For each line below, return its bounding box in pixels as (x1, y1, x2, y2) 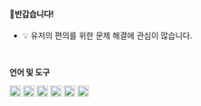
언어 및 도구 (9, 67, 51, 78)
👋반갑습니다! (9, 8, 54, 19)
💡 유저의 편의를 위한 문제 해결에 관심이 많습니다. (22, 30, 193, 41)
